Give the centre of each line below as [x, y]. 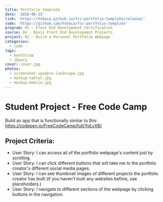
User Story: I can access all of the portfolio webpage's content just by [82, 153]
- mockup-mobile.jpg [30, 82]
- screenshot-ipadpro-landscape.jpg [47, 74]
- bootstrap [22, 55]
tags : [11, 50]
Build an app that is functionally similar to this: [51, 120]
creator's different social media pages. [51, 168]
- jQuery [18, 60]
